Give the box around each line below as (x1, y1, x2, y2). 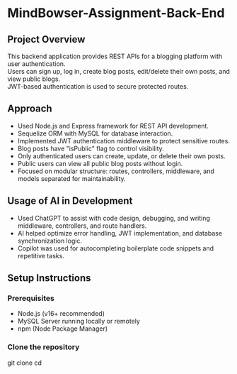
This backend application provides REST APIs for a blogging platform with (7, 52, 223, 60)
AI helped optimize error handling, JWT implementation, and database (17, 229, 223, 237)
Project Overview (7, 33, 86, 45)
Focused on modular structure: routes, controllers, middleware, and (17, 167, 214, 175)
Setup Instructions (7, 272, 91, 285)
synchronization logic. (17, 236, 83, 245)
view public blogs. (7, 75, 61, 83)
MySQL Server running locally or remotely (17, 317, 140, 326)
